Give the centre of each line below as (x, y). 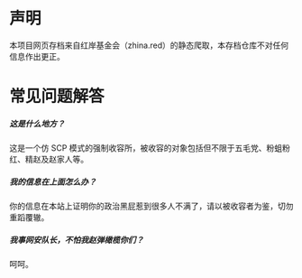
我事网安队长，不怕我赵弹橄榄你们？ (77, 239)
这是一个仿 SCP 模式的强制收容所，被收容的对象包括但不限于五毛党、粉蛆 (146, 148)
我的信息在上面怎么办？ (53, 181)
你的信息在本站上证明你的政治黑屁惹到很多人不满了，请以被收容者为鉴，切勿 (151, 206)
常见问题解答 (57, 97)
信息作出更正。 (37, 56)
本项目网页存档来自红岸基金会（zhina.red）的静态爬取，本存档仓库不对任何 (149, 45)
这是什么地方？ (37, 124)
